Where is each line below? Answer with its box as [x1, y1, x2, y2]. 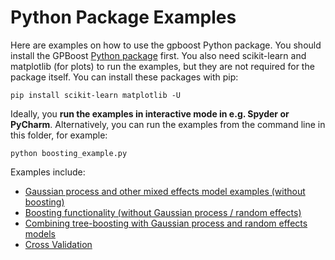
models [24, 227, 56, 240]
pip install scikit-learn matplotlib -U [10, 90, 182, 100]
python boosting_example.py [10, 148, 128, 158]
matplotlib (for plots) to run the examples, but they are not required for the [10, 60, 315, 72]
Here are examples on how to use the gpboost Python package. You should [10, 39, 322, 51]
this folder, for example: [10, 129, 108, 141]
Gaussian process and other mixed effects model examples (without [24, 185, 306, 197]
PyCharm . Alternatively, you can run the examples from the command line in [10, 118, 326, 130]
